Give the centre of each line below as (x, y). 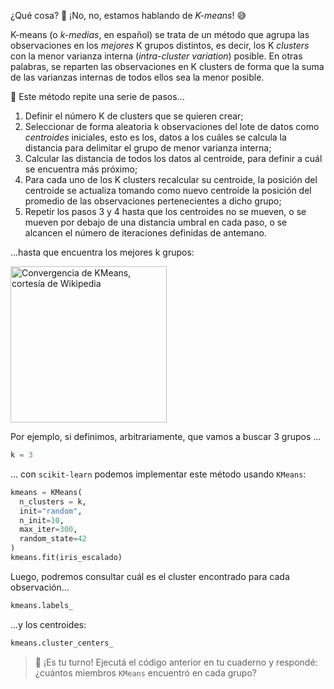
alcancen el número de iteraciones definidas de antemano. (145, 233)
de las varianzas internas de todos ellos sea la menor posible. (137, 77)
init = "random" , (51, 511)
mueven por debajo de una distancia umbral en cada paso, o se (156, 222)
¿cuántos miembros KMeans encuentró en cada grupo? (145, 672)
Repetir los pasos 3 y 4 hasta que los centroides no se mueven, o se (165, 211)
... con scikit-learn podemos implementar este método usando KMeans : (158, 474)
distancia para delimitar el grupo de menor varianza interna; (148, 148)
